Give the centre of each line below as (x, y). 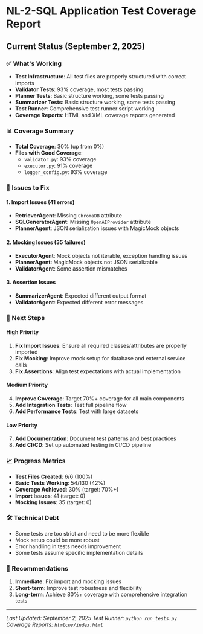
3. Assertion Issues (31, 283)
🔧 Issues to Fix (28, 188)
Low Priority (22, 425)
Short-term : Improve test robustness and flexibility (78, 588)
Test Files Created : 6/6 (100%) (54, 476)
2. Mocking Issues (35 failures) (46, 242)
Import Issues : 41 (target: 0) (50, 496)
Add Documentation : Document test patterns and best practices (95, 438)
